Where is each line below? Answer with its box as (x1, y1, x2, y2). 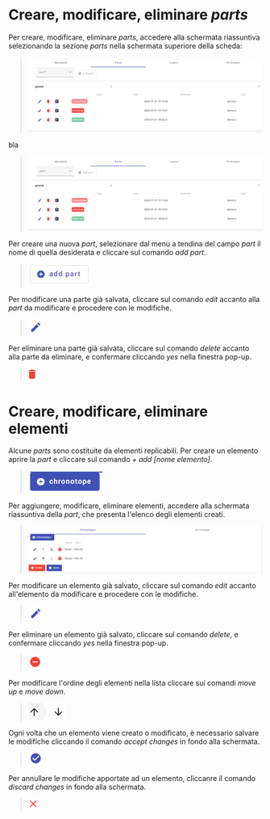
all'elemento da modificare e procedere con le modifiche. (8, 589, 199, 598)
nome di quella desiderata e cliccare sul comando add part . (8, 248, 207, 258)
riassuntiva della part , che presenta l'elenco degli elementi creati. (8, 510, 226, 519)
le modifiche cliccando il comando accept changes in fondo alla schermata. (8, 737, 260, 746)
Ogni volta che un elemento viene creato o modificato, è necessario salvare (8, 728, 260, 737)
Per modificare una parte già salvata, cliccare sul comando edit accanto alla (8, 295, 260, 304)
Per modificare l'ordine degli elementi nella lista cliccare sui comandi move (8, 678, 256, 687)
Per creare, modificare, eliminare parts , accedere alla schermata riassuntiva (8, 32, 260, 42)
